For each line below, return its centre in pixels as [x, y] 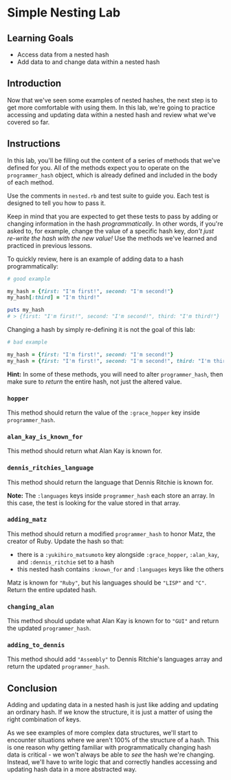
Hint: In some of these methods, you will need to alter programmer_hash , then [115, 374]
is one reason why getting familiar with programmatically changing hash [109, 748]
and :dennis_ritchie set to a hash [66, 562]
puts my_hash [26, 310]
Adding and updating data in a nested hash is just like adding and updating [113, 705]
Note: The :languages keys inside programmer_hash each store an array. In [111, 495]
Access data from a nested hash [63, 54]
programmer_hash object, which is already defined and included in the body [112, 175]
